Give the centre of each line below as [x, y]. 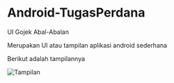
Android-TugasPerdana [76, 13]
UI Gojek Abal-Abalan [38, 32]
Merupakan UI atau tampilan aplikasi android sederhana [87, 45]
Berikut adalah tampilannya [46, 58]
